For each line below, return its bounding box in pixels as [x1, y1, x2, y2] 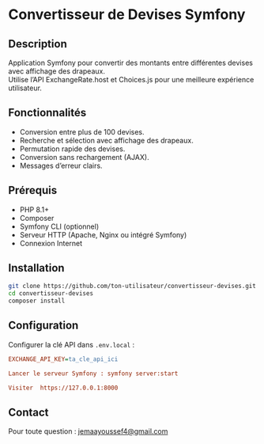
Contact [8, 405, 49, 419]
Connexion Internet [19, 238, 83, 248]
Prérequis [8, 184, 58, 197]
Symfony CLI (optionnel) [19, 222, 100, 231]
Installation [8, 261, 65, 275]
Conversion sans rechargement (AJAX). [19, 152, 149, 161]
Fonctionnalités [8, 106, 87, 120]
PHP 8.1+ [19, 204, 50, 214]
